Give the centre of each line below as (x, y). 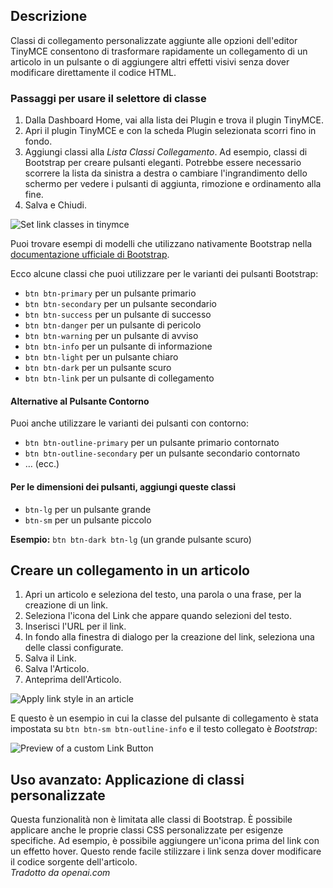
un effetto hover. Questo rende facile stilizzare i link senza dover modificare (166, 851)
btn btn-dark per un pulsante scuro (98, 368)
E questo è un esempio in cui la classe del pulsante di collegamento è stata (164, 718)
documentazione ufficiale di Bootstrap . (90, 255)
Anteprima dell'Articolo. (73, 680)
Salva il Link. (50, 658)
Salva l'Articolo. (57, 669)
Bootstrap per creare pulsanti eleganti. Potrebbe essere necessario (163, 163)
